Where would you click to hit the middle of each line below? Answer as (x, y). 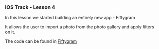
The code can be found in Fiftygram (41, 41)
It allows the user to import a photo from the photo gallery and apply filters (80, 27)
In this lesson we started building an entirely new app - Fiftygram (70, 18)
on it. (10, 32)
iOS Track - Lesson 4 (30, 7)
